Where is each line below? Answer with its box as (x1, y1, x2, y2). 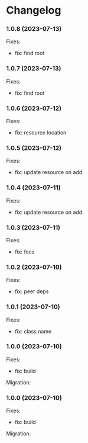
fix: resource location (14, 129, 67, 136)
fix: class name (14, 328, 52, 335)
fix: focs (14, 248, 35, 255)
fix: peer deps (14, 288, 49, 295)
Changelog (6, 4, 61, 17)
